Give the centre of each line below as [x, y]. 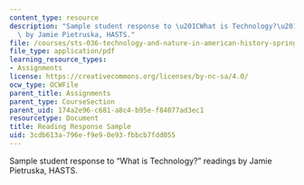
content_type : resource [54, 18]
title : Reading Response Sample [70, 127]
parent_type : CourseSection [62, 102]
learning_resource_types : [58, 60]
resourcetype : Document [54, 118]
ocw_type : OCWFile [44, 85]
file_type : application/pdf [62, 51]
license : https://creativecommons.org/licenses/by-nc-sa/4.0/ [129, 77]
